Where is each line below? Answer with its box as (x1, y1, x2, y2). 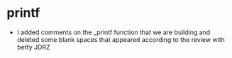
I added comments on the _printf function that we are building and (16, 28, 211, 36)
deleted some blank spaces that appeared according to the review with (16, 35, 225, 43)
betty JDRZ (16, 43, 50, 51)
